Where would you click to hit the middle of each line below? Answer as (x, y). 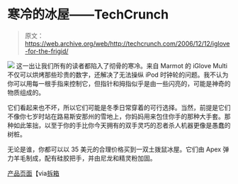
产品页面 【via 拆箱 (34, 173)
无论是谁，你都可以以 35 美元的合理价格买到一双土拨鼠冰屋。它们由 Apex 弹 (118, 149)
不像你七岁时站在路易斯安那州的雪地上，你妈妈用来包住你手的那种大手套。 (116, 116)
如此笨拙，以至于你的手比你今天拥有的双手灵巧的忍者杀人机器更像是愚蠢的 (122, 125)
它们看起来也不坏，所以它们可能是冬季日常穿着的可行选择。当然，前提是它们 (119, 107)
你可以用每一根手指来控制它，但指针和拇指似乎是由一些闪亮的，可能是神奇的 (119, 83)
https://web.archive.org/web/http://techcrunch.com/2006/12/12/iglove (127, 43)
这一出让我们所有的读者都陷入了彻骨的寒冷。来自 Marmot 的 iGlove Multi (122, 65)
